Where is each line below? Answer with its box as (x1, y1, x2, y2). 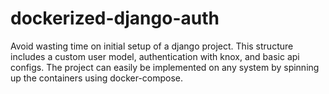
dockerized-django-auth (10, 7, 220, 30)
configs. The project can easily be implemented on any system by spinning (10, 61, 320, 73)
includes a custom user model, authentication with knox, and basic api (10, 50, 300, 62)
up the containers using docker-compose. (10, 72, 184, 84)
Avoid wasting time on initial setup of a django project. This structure (10, 40, 294, 52)
